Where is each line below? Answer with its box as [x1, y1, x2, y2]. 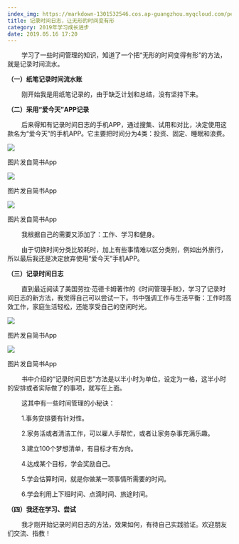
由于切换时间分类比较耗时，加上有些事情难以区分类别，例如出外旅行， [21, 246, 228, 254]
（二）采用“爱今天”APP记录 [7, 105, 90, 114]
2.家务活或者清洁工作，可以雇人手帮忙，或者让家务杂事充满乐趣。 [21, 429, 215, 438]
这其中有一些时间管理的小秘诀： [21, 399, 115, 408]
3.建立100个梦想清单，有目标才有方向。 [21, 444, 137, 453]
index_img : [7, 10, 40, 18]
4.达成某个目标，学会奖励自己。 [21, 460, 115, 468]
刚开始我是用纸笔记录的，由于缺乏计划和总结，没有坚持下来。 [21, 90, 203, 99]
